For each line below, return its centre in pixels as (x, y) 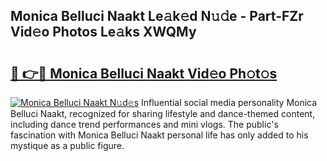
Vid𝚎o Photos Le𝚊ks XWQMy (103, 32)
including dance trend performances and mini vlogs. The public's (144, 124)
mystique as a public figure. (67, 145)
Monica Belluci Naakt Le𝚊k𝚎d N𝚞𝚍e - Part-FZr (157, 16)
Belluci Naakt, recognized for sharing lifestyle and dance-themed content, (163, 113)
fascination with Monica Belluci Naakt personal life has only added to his (159, 135)
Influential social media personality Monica (229, 102)
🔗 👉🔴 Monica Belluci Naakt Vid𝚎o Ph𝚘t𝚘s (144, 73)
